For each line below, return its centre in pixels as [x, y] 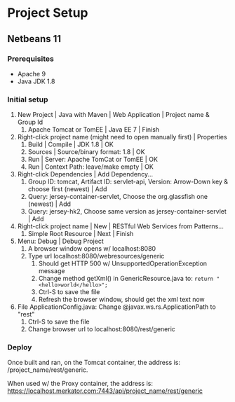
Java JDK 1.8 [36, 81]
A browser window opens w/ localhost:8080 [92, 249]
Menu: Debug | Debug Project [60, 241]
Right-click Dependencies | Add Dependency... [85, 174]
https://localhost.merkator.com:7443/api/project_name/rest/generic [105, 391]
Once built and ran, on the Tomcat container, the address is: [94, 363]
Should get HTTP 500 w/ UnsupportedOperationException [123, 263]
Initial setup [28, 99]
